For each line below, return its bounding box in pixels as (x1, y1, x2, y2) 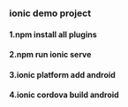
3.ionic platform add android (9, 69, 117, 80)
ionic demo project (9, 7, 91, 19)
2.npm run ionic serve (9, 50, 92, 60)
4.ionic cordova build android (9, 89, 119, 100)
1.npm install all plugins (9, 29, 97, 40)
